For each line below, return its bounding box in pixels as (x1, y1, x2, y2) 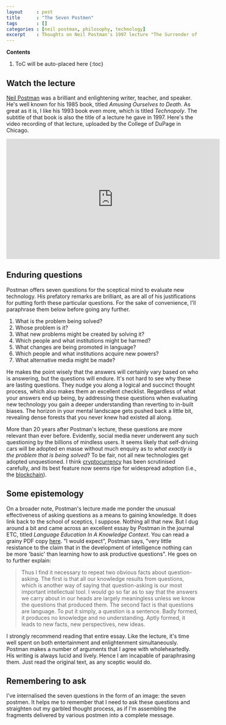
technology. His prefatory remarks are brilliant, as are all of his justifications (6, 293, 196, 300)
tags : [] (6, 20, 48, 26)
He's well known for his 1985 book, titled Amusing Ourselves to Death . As (6, 100, 191, 107)
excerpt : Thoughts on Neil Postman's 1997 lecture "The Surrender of (6, 32, 198, 38)
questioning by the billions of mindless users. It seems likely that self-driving (6, 438, 199, 446)
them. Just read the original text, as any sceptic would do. (6, 658, 152, 666)
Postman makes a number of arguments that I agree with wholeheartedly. (6, 645, 191, 652)
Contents (6, 48, 30, 56)
